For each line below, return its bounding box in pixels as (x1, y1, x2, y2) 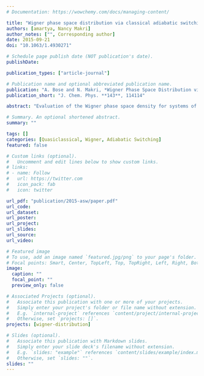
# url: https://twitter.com (6, 176, 83, 182)
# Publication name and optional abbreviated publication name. (6, 81, 172, 87)
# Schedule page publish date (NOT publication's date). (6, 53, 154, 60)
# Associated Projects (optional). (6, 293, 97, 299)
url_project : (6, 220, 39, 227)
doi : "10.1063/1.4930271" (6, 43, 72, 49)
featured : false (6, 142, 47, 148)
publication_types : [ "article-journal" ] (6, 70, 110, 76)
